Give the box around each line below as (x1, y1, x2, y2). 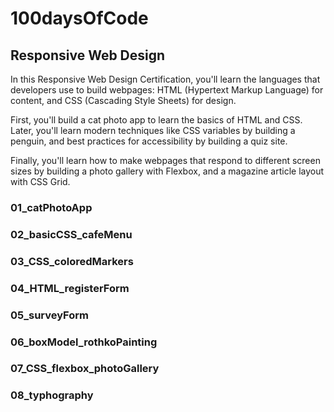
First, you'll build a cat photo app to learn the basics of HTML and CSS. (10, 114, 303, 126)
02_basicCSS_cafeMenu (10, 227, 133, 241)
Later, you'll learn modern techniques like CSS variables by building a (10, 125, 296, 136)
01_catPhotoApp (10, 200, 93, 214)
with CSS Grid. (10, 176, 71, 187)
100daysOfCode (10, 7, 149, 30)
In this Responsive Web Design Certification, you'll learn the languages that (10, 73, 321, 85)
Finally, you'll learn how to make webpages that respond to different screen (10, 155, 321, 166)
